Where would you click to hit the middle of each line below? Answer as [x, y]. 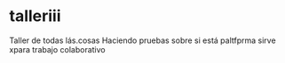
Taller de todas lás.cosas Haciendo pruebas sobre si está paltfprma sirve [143, 40]
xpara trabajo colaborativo [57, 49]
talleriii [35, 16]
